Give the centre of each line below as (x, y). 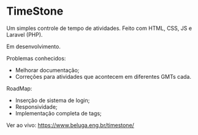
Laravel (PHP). (25, 34)
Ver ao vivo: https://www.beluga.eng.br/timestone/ (70, 125)
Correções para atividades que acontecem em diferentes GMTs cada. (103, 76)
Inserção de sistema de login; (52, 100)
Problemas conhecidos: (36, 58)
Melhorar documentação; (47, 70)
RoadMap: (19, 88)
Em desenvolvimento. (34, 46)
